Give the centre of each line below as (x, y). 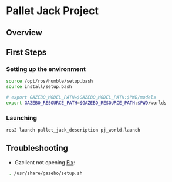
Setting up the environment (46, 69)
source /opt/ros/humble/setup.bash (50, 81)
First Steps (26, 52)
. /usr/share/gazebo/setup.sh (45, 173)
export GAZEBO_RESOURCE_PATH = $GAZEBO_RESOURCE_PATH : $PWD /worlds (86, 103)
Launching (21, 117)
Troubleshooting (37, 148)
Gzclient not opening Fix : (45, 162)
